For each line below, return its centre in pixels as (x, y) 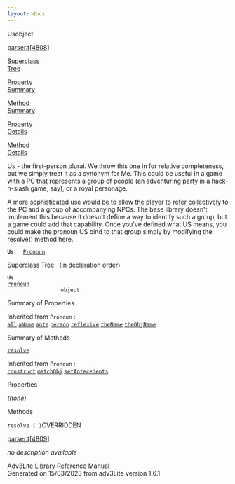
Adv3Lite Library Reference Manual (59, 466)
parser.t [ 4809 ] (28, 438)
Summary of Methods (39, 338)
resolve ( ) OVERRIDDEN (45, 425)
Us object (20, 34)
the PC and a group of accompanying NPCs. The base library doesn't (107, 209)
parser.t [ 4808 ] (28, 47)
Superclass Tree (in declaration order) (64, 265)
